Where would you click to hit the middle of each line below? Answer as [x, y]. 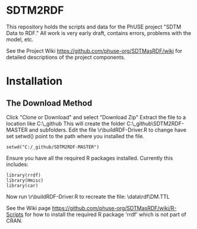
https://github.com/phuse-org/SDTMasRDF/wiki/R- [114, 208]
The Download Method [49, 103]
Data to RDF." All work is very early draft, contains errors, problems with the [99, 33]
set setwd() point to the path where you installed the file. [75, 136]
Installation [34, 81]
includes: [17, 164]
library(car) [22, 185]
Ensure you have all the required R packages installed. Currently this [90, 158]
